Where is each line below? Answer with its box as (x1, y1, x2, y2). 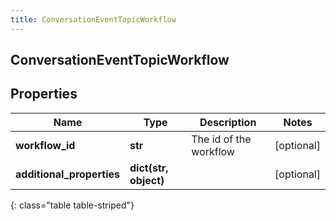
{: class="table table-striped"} (10, 199, 135, 211)
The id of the (191, 132, 252, 146)
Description (199, 115, 257, 129)
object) (129, 173, 165, 187)
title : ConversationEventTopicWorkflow (10, 14, 177, 25)
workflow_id (15, 138, 76, 152)
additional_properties (15, 167, 120, 181)
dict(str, (129, 161, 169, 175)
